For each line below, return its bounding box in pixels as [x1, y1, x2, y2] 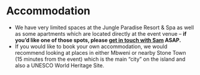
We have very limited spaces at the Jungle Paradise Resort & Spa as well [14, 24, 194, 31]
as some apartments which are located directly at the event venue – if [14, 30, 187, 37]
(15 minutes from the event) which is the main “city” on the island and [14, 55, 186, 62]
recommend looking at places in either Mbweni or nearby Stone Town [14, 49, 186, 56]
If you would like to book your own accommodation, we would [14, 43, 168, 50]
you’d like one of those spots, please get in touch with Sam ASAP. [14, 36, 181, 43]
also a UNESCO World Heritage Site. [14, 61, 104, 69]
